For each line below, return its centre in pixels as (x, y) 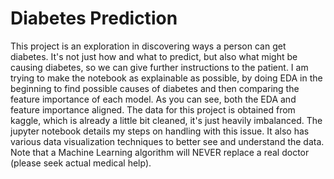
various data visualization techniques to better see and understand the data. (167, 141)
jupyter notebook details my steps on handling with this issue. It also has (160, 131)
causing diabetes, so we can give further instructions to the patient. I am (159, 67)
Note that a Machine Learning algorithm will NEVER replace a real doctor (160, 152)
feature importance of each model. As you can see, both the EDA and (153, 99)
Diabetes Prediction (94, 18)
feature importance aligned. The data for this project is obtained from (153, 109)
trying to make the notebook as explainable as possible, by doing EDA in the (166, 78)
